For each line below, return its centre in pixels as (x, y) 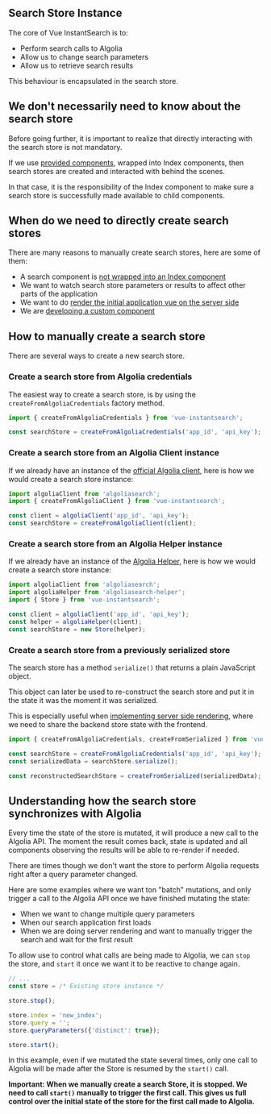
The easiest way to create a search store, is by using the (102, 394)
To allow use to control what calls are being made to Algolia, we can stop (129, 955)
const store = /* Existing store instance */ (86, 987)
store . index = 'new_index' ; (56, 1015)
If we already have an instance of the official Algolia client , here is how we (131, 470)
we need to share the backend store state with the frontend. (108, 724)
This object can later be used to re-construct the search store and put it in (131, 692)
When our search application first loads (85, 923)
